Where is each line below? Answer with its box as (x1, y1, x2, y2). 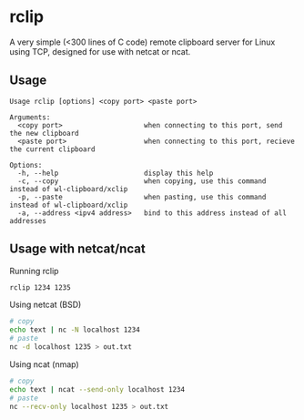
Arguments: (9, 112, 51, 122)
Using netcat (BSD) (9, 299, 82, 311)
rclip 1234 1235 (9, 282, 71, 292)
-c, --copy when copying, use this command (17, 176, 267, 186)
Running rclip (9, 265, 59, 276)
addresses (9, 216, 47, 225)
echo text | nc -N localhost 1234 (9, 325, 141, 334)
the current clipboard (9, 144, 96, 154)
